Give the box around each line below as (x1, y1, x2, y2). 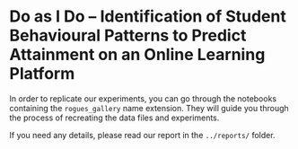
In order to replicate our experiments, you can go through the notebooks (9, 92, 276, 104)
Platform (9, 64, 75, 84)
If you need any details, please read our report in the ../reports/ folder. (9, 129, 276, 140)
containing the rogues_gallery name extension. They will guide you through (9, 102, 289, 113)
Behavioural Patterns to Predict (9, 25, 247, 46)
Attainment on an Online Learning (9, 45, 266, 65)
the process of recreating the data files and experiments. (9, 112, 220, 123)
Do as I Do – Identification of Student (9, 6, 287, 27)
